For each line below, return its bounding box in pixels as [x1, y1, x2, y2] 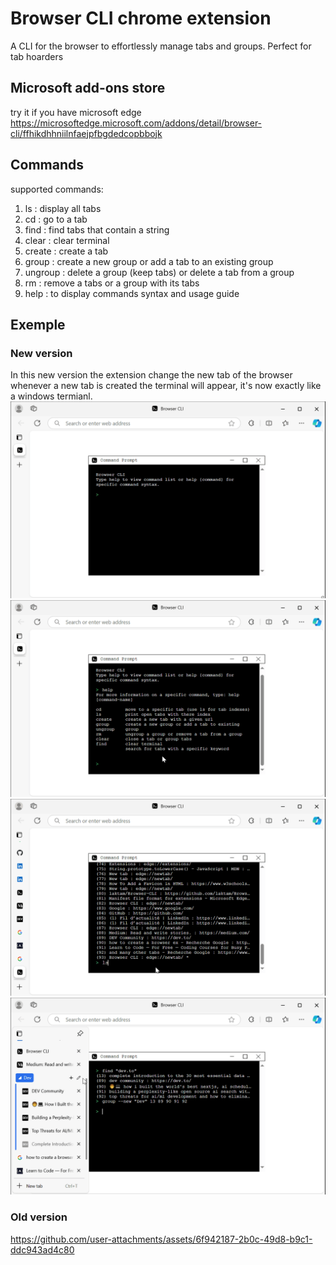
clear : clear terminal [24, 234, 110, 246]
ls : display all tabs [24, 202, 102, 214]
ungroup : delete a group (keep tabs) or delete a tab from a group [24, 266, 295, 278]
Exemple [10, 316, 66, 333]
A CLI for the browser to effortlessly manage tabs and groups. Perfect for [10, 40, 312, 52]
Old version [10, 1210, 68, 1224]
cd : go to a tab [24, 213, 88, 225]
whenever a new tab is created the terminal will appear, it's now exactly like [10, 380, 322, 392]
